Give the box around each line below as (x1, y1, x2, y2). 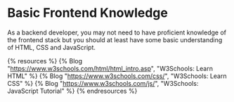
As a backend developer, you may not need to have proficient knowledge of (7, 28, 227, 37)
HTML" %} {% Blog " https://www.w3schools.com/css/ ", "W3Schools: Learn (7, 72, 227, 80)
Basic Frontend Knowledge (7, 5, 169, 21)
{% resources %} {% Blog (7, 56, 83, 65)
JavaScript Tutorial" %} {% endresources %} (7, 87, 138, 95)
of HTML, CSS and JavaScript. (7, 43, 96, 51)
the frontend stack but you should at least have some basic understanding (7, 35, 223, 44)
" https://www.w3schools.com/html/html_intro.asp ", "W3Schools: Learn (7, 64, 213, 72)
